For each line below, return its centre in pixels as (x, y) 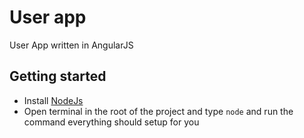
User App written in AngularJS (71, 45)
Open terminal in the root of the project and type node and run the (158, 111)
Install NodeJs (53, 100)
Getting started (58, 76)
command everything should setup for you (111, 122)
